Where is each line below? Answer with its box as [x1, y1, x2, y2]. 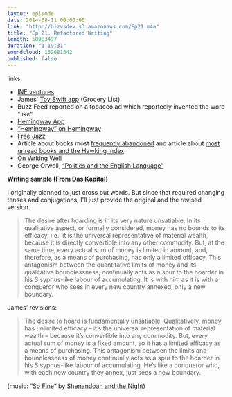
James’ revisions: [7, 303, 57, 312]
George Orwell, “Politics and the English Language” [17, 161, 164, 170]
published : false [7, 55, 57, 62]
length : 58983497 [7, 36, 57, 43]
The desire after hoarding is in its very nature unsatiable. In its [24, 216, 201, 224]
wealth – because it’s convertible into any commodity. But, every [24, 331, 208, 339]
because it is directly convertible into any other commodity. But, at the [24, 238, 225, 247]
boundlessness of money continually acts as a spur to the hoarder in [24, 353, 220, 362]
